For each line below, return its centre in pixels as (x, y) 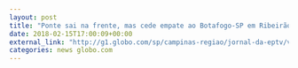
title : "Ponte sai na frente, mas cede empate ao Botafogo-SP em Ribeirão (150, 26)
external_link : (37, 42)
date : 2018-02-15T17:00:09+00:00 (71, 34)
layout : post (33, 17)
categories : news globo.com (61, 50)
